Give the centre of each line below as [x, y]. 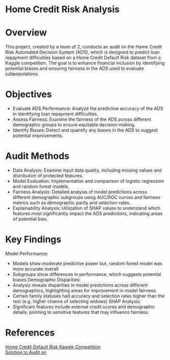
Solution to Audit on [26, 352]
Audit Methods [37, 156]
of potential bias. [30, 219]
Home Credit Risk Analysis [62, 9]
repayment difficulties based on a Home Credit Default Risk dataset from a [83, 58]
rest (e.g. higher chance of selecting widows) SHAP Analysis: [77, 301]
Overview [26, 33]
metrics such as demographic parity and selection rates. [72, 203]
